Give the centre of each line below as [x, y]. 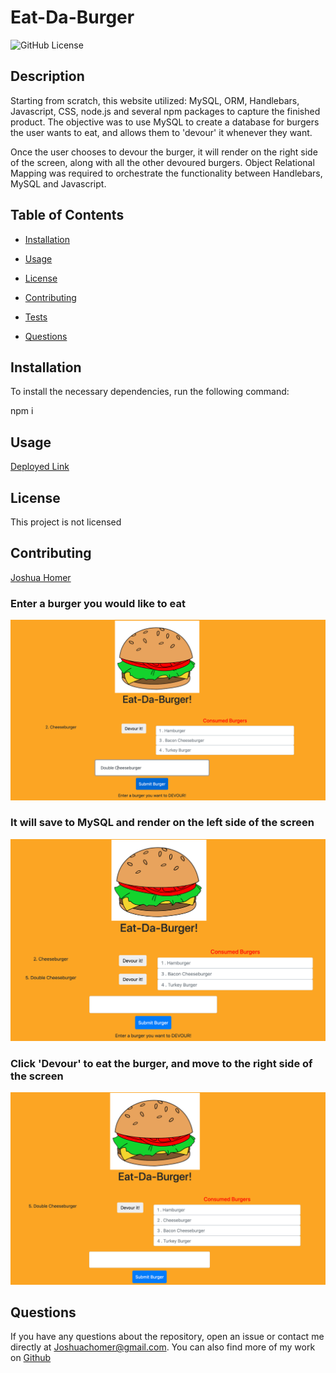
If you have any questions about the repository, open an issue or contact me [167, 1337]
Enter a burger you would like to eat [98, 603]
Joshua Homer [41, 577]
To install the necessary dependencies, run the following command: [150, 392]
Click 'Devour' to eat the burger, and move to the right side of [161, 1064]
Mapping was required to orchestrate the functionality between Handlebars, [166, 173]
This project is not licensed [66, 522]
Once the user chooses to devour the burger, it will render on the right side [164, 152]
